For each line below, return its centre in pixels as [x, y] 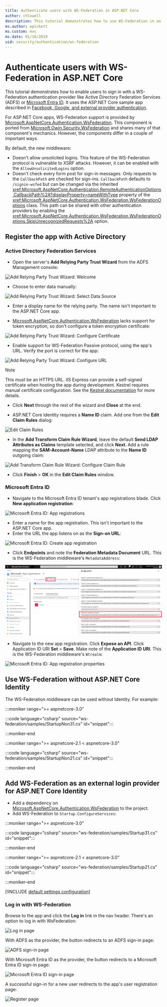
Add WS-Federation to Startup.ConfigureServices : [64, 814]
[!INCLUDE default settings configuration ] [48, 892]
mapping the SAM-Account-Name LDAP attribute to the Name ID [79, 450]
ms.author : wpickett [27, 26]
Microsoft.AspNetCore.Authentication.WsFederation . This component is [79, 123]
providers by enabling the [39, 210]
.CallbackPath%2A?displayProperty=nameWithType [65, 195]
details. [13, 395]
